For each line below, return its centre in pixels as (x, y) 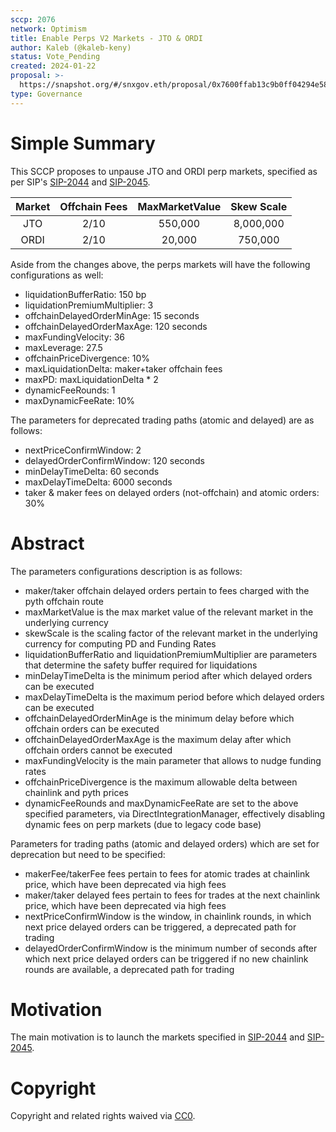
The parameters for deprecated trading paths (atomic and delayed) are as (162, 420)
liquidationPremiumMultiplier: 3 (89, 305)
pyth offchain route (64, 601)
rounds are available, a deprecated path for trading (129, 969)
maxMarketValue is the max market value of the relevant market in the (169, 612)
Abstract (47, 543)
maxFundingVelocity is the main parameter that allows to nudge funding (173, 760)
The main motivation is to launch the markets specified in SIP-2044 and (157, 1037)
